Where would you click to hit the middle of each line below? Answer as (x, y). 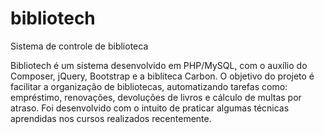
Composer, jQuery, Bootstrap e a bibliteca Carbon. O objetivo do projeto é (162, 76)
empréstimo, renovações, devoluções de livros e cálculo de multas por (156, 97)
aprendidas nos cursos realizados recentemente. (111, 118)
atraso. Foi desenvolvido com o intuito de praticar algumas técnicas (150, 108)
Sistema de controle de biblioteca (79, 46)
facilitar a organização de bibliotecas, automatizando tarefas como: (149, 86)
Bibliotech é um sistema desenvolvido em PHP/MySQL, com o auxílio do (159, 65)
